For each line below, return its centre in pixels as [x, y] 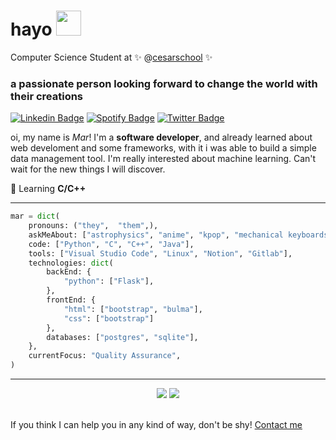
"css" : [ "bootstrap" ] [109, 318]
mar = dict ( [35, 216]
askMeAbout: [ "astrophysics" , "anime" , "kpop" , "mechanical [156, 235]
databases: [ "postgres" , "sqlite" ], [122, 337]
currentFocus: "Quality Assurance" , [105, 356]
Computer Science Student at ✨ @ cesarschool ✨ [111, 57]
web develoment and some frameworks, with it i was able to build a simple [163, 148]
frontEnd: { [71, 300]
